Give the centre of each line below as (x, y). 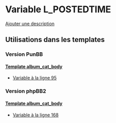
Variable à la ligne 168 (36, 115)
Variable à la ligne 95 (35, 78)
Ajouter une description (30, 24)
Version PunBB (24, 54)
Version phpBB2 (26, 91)
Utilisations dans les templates (55, 40)
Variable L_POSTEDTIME (58, 9)
